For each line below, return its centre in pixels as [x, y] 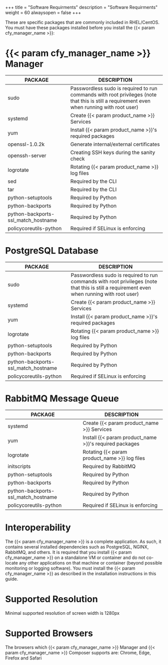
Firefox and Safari [23, 658]
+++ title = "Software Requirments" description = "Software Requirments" [81, 7]
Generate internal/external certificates [115, 144]
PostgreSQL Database [52, 251]
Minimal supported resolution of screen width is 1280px [62, 613]
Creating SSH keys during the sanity [113, 152]
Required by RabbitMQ [109, 466]
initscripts [19, 466]
